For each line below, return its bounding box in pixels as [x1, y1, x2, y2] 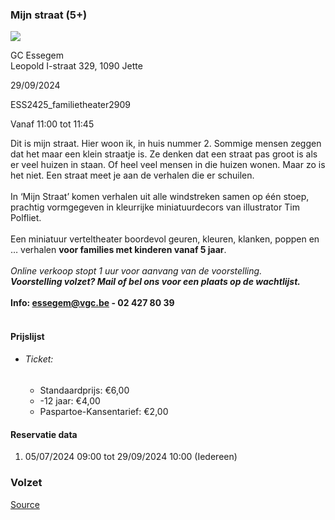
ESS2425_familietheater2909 [10, 99, 132, 111]
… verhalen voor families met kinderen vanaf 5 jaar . [10, 244, 227, 256]
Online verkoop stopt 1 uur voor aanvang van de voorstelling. [10, 265, 263, 277]
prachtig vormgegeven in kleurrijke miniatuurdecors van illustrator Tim [10, 201, 300, 213]
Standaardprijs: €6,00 [39, 384, 130, 397]
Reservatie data [10, 428, 78, 440]
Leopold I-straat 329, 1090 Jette [10, 60, 143, 72]
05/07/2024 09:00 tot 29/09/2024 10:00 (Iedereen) [24, 451, 238, 463]
